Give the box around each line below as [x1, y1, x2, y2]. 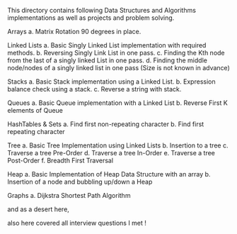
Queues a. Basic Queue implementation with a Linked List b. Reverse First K [7, 99, 228, 107]
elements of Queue [7, 106, 64, 114]
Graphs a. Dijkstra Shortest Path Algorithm [7, 191, 131, 199]
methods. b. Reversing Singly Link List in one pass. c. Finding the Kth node [7, 49, 225, 57]
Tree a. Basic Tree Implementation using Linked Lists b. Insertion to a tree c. [7, 141, 229, 150]
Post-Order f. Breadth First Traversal [7, 156, 114, 165]
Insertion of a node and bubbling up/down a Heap [7, 177, 153, 186]
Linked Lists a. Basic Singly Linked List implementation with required [7, 41, 207, 49]
